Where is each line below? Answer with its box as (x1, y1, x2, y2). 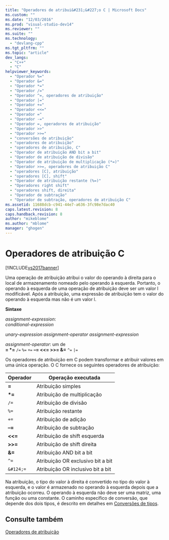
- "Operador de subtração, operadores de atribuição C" (10, 197, 131, 202)
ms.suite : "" (5, 31, 33, 36)
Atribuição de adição (36, 415, 87, 423)
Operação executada (48, 374, 101, 381)
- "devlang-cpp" (10, 41, 44, 46)
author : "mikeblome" (5, 216, 49, 222)
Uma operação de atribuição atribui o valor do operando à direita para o (5, 274, 156, 281)
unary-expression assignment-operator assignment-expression (5, 331, 139, 337)
